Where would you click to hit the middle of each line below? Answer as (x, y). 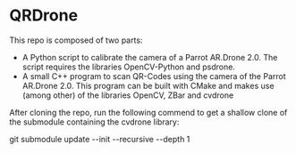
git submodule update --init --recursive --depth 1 (100, 139)
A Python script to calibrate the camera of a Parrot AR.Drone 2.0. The (150, 57)
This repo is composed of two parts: (76, 40)
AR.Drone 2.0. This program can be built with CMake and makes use (148, 85)
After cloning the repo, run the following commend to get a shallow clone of (148, 112)
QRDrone (44, 16)
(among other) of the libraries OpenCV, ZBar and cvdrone (128, 95)
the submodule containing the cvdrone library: (94, 122)
